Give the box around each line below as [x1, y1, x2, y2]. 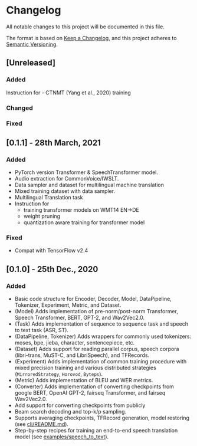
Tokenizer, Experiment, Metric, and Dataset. [14, 301, 122, 309]
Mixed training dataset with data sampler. [14, 188, 115, 195]
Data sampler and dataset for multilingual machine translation [14, 181, 164, 189]
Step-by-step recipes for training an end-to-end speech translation [14, 427, 178, 434]
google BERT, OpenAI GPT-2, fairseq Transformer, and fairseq [14, 389, 166, 396]
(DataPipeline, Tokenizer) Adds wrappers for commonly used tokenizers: [14, 333, 192, 340]
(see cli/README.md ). [14, 421, 69, 428]
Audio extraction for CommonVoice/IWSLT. [14, 175, 119, 182]
